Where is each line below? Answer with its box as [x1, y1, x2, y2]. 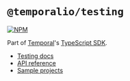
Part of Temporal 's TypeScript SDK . [7, 38, 107, 46]
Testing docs [16, 52, 54, 60]
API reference [16, 59, 56, 67]
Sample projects [16, 66, 64, 74]
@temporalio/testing [7, 5, 125, 18]
